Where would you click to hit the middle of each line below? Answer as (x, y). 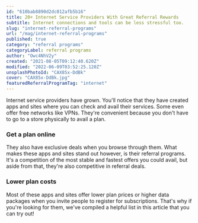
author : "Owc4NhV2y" (32, 56)
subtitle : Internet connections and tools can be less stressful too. (95, 23)
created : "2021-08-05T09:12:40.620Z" (53, 61)
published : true (26, 39)
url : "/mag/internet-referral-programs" (57, 34)
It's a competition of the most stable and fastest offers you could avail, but (97, 160)
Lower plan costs (31, 181)
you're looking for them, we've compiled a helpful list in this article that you (98, 207)
